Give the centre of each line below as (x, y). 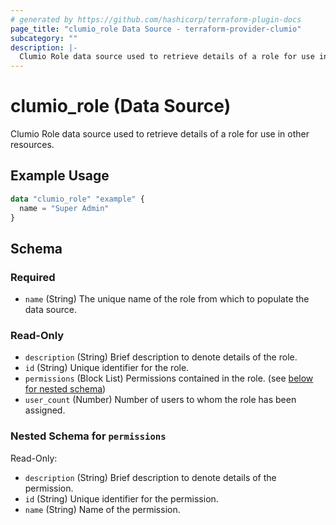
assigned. (45, 410)
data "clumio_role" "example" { (77, 199)
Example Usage (60, 176)
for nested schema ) (65, 389)
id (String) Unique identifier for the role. (107, 368)
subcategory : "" (44, 38)
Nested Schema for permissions (88, 436)
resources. (32, 145)
